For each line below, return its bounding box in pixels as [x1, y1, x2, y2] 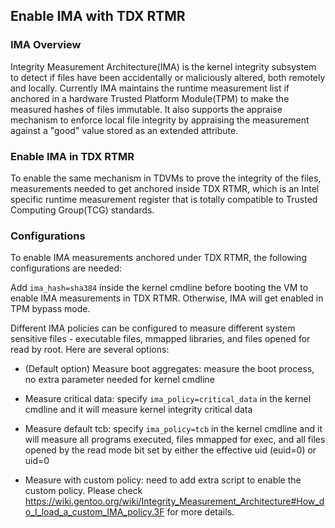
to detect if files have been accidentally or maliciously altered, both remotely [10, 71, 326, 83]
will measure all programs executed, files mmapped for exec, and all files [24, 434, 326, 446]
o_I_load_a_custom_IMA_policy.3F [24, 506, 165, 518]
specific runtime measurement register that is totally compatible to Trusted [10, 193, 318, 205]
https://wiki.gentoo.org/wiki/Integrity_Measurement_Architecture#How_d [24, 495, 325, 508]
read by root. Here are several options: [10, 344, 170, 356]
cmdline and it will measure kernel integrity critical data [24, 404, 253, 416]
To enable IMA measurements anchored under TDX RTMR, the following [10, 252, 307, 264]
